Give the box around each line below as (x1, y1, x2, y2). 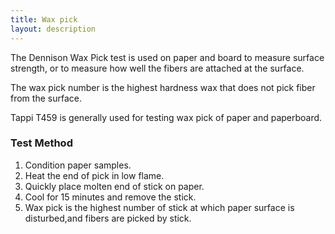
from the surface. (10, 92, 82, 104)
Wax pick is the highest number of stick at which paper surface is (24, 201, 295, 213)
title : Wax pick (10, 14, 78, 25)
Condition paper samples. (24, 159, 132, 171)
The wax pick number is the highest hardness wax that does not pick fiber (10, 81, 316, 93)
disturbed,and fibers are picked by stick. (24, 212, 192, 224)
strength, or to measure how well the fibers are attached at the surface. (10, 62, 305, 74)
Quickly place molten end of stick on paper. (24, 180, 205, 192)
